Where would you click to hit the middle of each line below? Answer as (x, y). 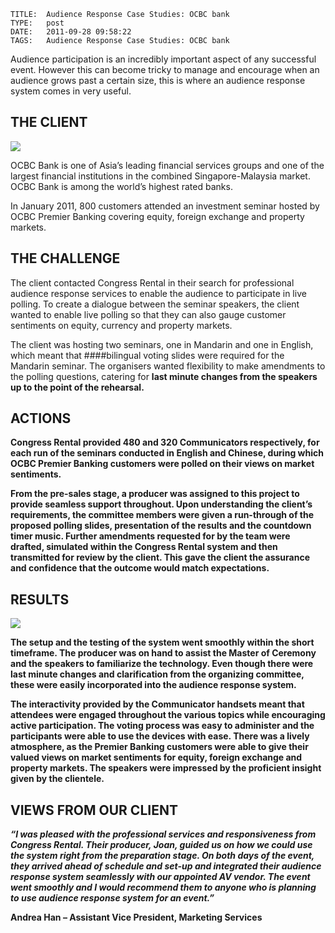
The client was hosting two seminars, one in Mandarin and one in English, (162, 344)
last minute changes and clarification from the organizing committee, (157, 674)
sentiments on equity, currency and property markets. (121, 325)
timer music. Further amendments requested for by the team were (150, 536)
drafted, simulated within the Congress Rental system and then (144, 547)
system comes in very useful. (71, 91)
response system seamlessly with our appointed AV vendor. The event (160, 877)
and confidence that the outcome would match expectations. (140, 568)
